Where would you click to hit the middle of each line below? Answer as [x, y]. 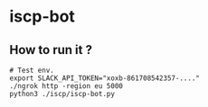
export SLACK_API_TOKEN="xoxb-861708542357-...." [105, 78]
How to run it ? [51, 50]
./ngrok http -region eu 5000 [66, 86]
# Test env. [32, 70]
